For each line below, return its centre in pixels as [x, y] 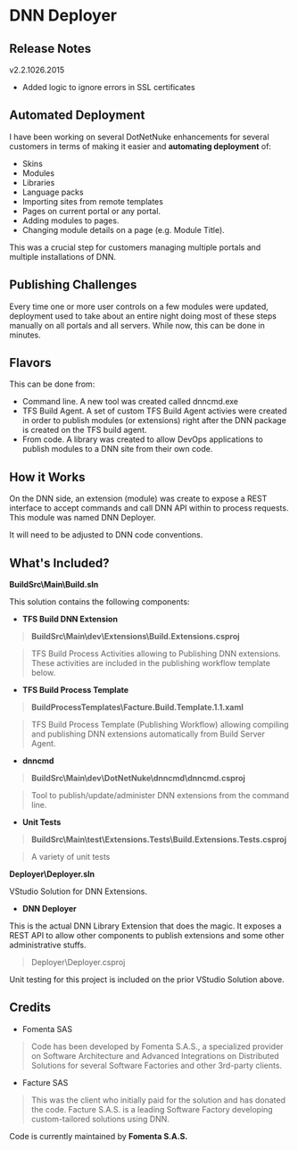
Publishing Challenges [73, 285]
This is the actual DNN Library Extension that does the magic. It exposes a [146, 926]
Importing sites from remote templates [92, 201]
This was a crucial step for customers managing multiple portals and [135, 247]
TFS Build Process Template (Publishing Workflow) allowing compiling [160, 725]
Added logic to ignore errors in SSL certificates [108, 87]
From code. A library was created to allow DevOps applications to [142, 439]
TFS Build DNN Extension [70, 619]
